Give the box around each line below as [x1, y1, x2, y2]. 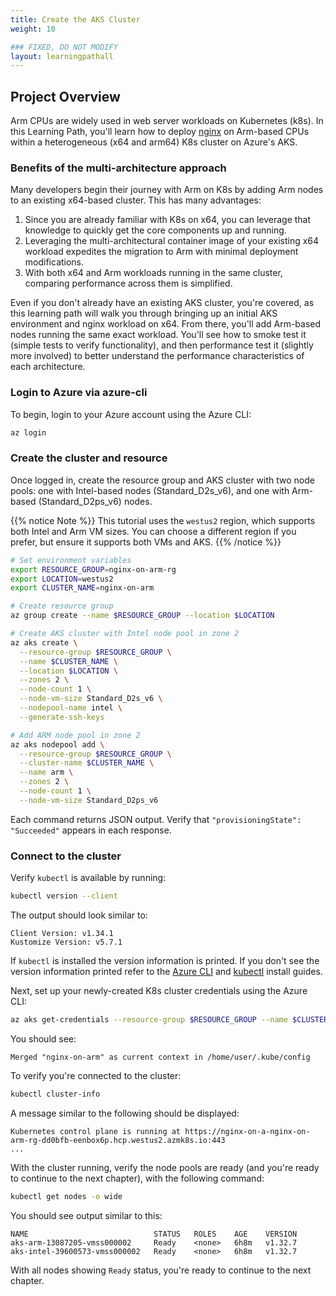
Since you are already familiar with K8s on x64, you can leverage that [24, 214, 312, 226]
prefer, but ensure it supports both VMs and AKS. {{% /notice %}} [10, 536, 282, 548]
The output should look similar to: [10, 909, 148, 921]
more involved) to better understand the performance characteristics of [10, 350, 305, 362]
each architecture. [10, 361, 86, 373]
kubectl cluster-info [10, 1089, 101, 1099]
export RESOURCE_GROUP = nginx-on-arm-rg [10, 564, 177, 575]
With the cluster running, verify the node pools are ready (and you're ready [10, 1161, 320, 1173]
